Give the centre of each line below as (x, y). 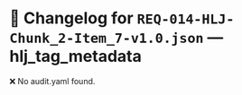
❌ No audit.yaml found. (52, 81)
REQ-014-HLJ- (186, 19)
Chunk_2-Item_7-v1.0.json (107, 39)
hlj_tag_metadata (75, 56)
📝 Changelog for (71, 18)
